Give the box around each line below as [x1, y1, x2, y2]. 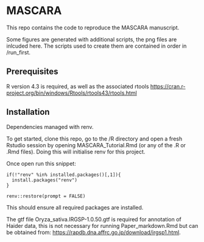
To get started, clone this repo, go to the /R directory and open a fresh [6, 135, 183, 142]
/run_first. [6, 48, 31, 56]
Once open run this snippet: [6, 159, 76, 167]
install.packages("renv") [12, 177, 78, 183]
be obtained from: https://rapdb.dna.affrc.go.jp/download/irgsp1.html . [6, 229, 181, 236]
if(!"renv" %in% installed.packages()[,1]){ [6, 172, 121, 178]
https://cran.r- [150, 82, 186, 90]
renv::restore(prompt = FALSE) [6, 193, 86, 199]
